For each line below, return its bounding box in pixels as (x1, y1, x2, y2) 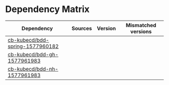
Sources (71, 25, 92, 32)
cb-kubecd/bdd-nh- (8, 65, 59, 72)
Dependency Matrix (5, 4, 90, 15)
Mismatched (125, 22, 157, 29)
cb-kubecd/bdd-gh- (8, 51, 59, 58)
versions (130, 28, 152, 35)
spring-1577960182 (8, 43, 59, 50)
